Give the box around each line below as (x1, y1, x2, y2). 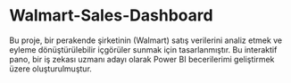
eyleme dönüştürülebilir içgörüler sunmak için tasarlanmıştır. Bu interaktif (9, 44, 278, 54)
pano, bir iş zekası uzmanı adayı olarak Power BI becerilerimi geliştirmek (9, 54, 275, 64)
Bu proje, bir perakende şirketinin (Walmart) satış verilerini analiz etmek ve (9, 35, 283, 46)
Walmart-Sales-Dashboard (9, 5, 213, 26)
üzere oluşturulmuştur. (9, 63, 92, 74)
